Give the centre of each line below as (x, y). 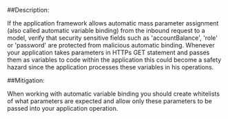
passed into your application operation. (63, 108)
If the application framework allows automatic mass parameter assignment (113, 23)
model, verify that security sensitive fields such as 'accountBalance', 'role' (113, 38)
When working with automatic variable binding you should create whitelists (114, 94)
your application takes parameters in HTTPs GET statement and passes (108, 52)
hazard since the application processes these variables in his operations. (111, 67)
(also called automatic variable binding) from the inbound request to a (106, 31)
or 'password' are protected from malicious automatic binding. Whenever (111, 45)
